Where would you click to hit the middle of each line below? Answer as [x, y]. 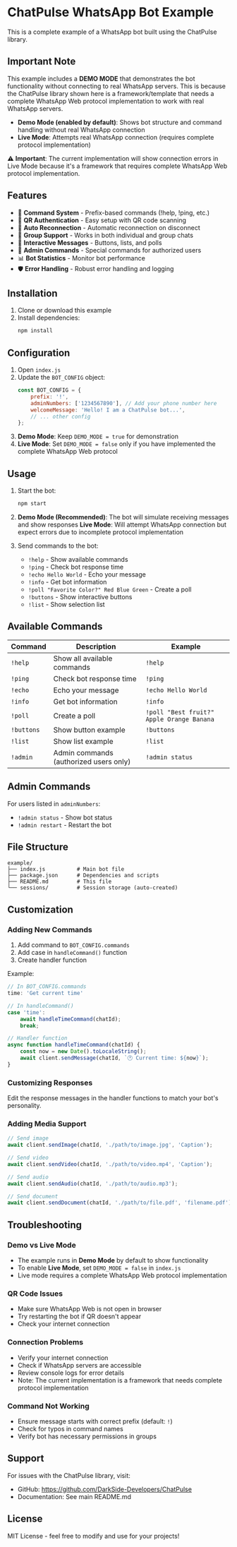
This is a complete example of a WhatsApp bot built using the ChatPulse [112, 32]
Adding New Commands [50, 929]
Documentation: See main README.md [74, 1496]
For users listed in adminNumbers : [54, 803]
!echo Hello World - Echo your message [87, 574]
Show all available [83, 658]
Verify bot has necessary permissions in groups [87, 1436]
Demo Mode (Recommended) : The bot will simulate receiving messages [123, 517]
